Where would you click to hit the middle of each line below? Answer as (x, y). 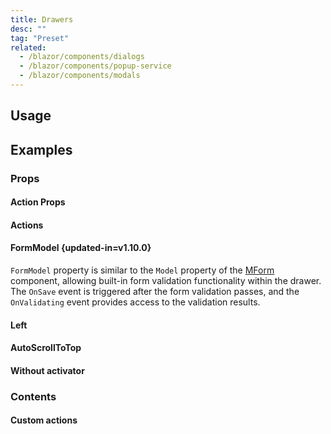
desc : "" (28, 29)
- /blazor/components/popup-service (95, 66)
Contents (33, 396)
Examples (41, 149)
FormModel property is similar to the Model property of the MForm (142, 270)
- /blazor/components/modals (80, 76)
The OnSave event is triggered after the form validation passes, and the (155, 291)
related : (28, 47)
